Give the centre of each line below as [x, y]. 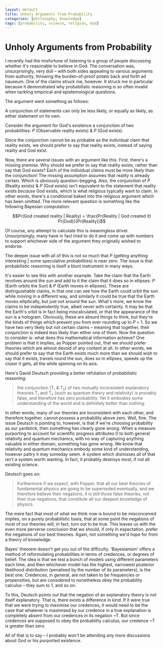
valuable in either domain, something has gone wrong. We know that [74, 444]
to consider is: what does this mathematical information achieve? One [75, 338]
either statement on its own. [33, 116]
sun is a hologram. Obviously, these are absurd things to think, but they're [79, 317]
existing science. [22, 465]
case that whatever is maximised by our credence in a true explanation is [78, 610]
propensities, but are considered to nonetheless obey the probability [74, 580]
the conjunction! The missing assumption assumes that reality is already [77, 176]
